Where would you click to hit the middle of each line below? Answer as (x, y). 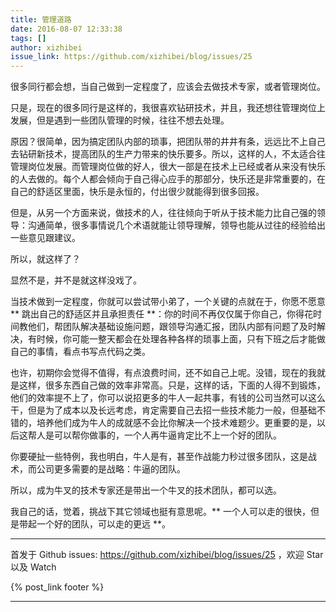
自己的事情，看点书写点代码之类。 (80, 352)
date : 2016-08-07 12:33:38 (66, 29)
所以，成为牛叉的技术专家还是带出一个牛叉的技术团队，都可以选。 (146, 490)
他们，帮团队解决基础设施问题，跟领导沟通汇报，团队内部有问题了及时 (172, 327)
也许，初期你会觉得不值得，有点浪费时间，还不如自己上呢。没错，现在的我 (163, 373)
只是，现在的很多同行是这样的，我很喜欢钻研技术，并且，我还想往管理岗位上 (168, 108)
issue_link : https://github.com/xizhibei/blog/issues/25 (131, 57)
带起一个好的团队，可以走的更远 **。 (94, 524)
